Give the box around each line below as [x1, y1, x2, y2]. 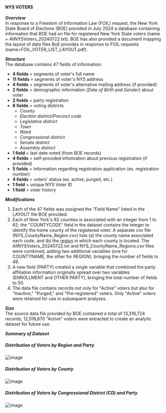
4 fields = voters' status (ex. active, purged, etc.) [12, 177, 113, 182]
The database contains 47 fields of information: [5, 61, 103, 67]
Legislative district [19, 118, 57, 124]
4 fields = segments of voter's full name [12, 71, 95, 77]
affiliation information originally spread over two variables [12, 269, 130, 275]
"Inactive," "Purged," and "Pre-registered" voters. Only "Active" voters [12, 291, 156, 296]
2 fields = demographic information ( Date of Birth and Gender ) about [12, 87, 154, 93]
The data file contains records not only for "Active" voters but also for [12, 285, 155, 291]
